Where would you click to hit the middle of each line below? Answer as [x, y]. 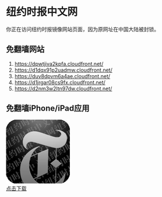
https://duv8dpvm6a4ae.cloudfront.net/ [62, 76]
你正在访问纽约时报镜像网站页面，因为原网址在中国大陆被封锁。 [82, 29]
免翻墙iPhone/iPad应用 [48, 108]
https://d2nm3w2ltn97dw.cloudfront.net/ [63, 89]
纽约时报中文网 [42, 12]
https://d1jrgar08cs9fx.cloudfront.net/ [60, 82]
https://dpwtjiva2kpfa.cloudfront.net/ [59, 64]
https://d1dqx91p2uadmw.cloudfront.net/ [63, 70]
